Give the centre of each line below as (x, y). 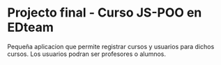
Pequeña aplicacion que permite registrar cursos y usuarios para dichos (111, 46)
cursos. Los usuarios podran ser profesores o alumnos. (86, 54)
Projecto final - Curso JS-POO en (105, 13)
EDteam (30, 27)
